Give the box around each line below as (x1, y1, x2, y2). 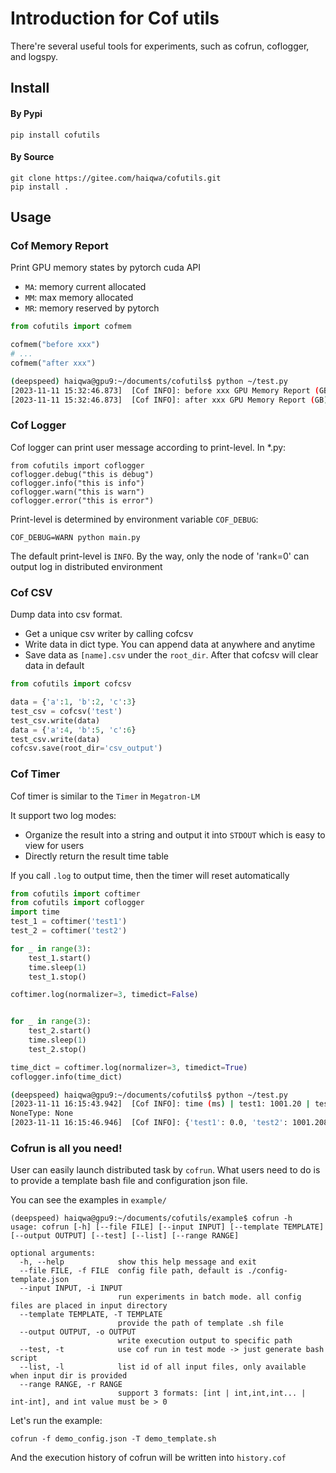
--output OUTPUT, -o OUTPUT (19, 1327, 137, 1337)
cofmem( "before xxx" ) (10, 340, 101, 350)
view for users (24, 839, 85, 851)
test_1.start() (28, 953, 92, 963)
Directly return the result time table (24, 850, 169, 862)
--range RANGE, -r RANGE (19, 1380, 123, 1390)
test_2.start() (28, 1026, 92, 1036)
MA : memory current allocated (24, 281, 147, 293)
